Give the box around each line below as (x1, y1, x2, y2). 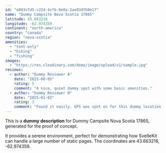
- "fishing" (9, 53, 35, 59)
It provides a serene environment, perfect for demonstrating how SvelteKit (5, 133, 158, 139)
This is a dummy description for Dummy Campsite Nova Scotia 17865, (5, 118, 150, 124)
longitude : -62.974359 (5, 21, 52, 26)
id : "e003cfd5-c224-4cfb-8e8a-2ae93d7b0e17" (5, 7, 99, 12)
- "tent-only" (9, 44, 39, 49)
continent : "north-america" (5, 26, 64, 31)
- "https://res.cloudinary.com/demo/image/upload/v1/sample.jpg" (9, 63, 148, 68)
